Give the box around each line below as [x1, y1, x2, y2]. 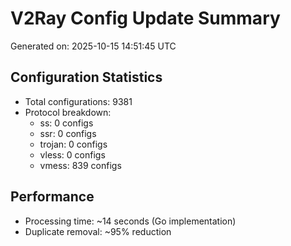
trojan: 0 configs [39, 138, 108, 150]
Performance [10, 188, 95, 206]
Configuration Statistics [10, 69, 163, 86]
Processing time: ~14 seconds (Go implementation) [24, 215, 237, 227]
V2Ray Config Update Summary [10, 7, 281, 30]
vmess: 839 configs [39, 159, 122, 171]
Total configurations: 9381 [24, 95, 133, 107]
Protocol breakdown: [24, 106, 112, 118]
